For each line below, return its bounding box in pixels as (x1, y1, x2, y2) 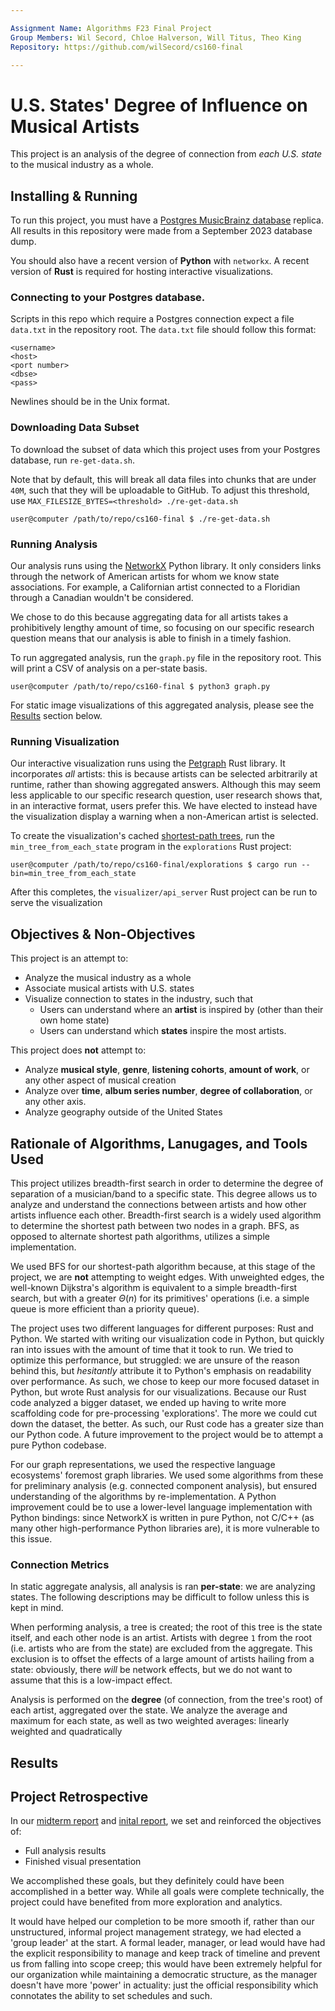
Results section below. (10, 710, 103, 722)
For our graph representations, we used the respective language (10, 1458, 276, 1470)
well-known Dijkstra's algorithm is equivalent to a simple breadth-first (10, 1281, 298, 1293)
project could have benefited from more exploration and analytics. (10, 1896, 283, 1908)
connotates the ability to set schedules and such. (10, 1990, 213, 2002)
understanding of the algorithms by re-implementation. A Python (10, 1490, 277, 1502)
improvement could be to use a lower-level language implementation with (10, 1501, 313, 1513)
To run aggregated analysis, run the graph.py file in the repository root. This (10, 652, 322, 664)
